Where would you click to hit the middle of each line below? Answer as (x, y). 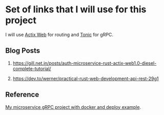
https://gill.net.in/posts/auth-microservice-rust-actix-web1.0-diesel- (85, 63)
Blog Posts (23, 51)
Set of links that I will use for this (76, 9)
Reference (22, 95)
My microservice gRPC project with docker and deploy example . (73, 107)
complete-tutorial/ (32, 68)
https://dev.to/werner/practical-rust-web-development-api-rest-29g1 (86, 79)
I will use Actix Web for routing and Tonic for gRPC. (59, 34)
